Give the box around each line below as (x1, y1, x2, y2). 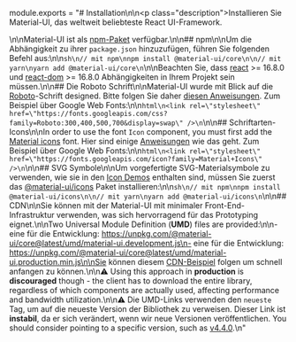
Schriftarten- (229, 117, 277, 128)
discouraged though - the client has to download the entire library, (9, 276, 253, 286)
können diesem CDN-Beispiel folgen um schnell (108, 257, 283, 267)
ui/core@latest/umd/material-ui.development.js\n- (9, 238, 192, 248)
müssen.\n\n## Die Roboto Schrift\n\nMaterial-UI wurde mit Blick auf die (9, 82, 274, 91)
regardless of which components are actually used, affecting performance (9, 285, 280, 295)
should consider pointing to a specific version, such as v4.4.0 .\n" (9, 323, 247, 333)
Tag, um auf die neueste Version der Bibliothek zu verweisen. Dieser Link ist (9, 304, 286, 314)
